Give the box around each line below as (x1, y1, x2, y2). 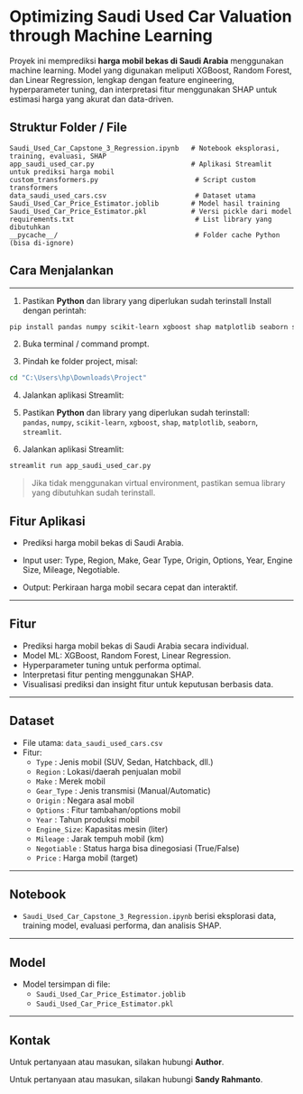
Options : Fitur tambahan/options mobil (35, 804, 181, 815)
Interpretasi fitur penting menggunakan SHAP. (22, 669, 194, 680)
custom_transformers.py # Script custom (9, 175, 256, 184)
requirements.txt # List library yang (9, 215, 272, 224)
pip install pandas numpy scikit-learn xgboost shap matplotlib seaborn (9, 322, 289, 331)
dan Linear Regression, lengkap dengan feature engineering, (9, 74, 234, 85)
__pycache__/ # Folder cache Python (9, 230, 280, 240)
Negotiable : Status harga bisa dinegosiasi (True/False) (35, 842, 241, 853)
